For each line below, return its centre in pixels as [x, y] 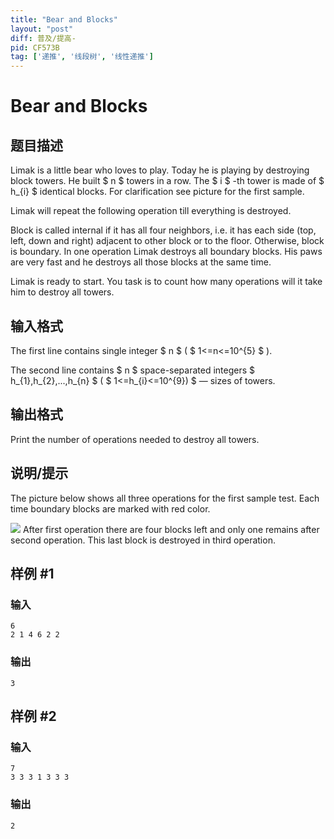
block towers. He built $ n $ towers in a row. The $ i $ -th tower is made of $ [167, 181]
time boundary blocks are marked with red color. [110, 508]
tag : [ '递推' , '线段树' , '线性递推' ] [82, 57]
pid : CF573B [35, 47]
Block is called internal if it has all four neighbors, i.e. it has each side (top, [163, 230]
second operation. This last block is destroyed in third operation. [143, 540]
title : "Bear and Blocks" [64, 19]
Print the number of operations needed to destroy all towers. [135, 439]
